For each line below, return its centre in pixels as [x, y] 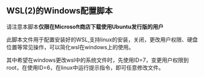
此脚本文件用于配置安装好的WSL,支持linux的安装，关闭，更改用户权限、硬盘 [102, 39]
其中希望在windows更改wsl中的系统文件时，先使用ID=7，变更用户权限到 [97, 60]
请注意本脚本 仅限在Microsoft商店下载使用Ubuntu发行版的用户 [85, 27]
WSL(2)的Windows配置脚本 [60, 11]
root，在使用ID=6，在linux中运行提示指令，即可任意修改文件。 [85, 67]
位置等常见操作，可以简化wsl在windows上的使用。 [70, 47]
